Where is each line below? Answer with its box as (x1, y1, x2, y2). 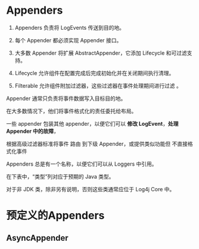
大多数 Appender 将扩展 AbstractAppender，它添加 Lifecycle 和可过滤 (14, 49, 187, 57)
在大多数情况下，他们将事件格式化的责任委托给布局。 (6, 107, 137, 114)
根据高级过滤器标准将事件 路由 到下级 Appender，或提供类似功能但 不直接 (6, 140, 188, 147)
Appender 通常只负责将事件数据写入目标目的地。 (6, 95, 126, 102)
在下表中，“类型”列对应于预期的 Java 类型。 (6, 173, 114, 180)
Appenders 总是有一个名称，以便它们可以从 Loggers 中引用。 (6, 160, 157, 167)
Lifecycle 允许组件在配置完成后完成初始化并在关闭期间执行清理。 (14, 69, 175, 76)
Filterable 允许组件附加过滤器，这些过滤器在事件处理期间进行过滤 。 (14, 82, 182, 89)
